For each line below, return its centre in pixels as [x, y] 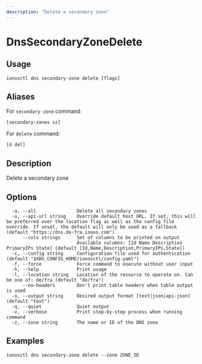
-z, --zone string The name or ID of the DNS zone [85, 323]
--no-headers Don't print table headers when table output [108, 286]
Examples [25, 341]
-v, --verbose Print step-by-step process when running [97, 312]
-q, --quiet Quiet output [61, 307]
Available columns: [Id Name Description [129, 243]
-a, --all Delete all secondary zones [80, 211]
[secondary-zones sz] [34, 123]
